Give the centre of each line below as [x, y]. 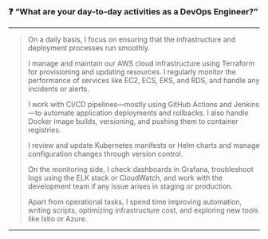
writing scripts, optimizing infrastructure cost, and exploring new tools [143, 210]
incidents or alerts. [58, 89]
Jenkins [247, 105]
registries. [44, 130]
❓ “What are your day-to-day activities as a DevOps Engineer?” [133, 11]
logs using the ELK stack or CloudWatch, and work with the [125, 178]
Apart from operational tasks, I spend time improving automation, [135, 202]
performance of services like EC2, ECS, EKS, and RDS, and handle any [144, 81]
